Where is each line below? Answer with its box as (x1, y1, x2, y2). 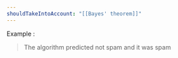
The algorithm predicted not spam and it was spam (23, 43, 171, 51)
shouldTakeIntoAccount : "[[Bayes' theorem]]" (6, 10, 142, 17)
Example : (6, 29, 36, 38)
